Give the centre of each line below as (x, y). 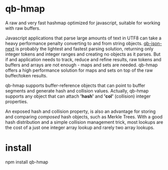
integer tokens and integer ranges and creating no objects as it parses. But (83, 54)
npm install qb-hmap (27, 162)
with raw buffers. (23, 28)
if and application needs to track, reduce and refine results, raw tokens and (83, 59)
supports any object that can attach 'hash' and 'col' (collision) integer (78, 96)
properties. (17, 101)
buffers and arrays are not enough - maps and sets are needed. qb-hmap (81, 65)
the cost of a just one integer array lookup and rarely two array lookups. (80, 127)
